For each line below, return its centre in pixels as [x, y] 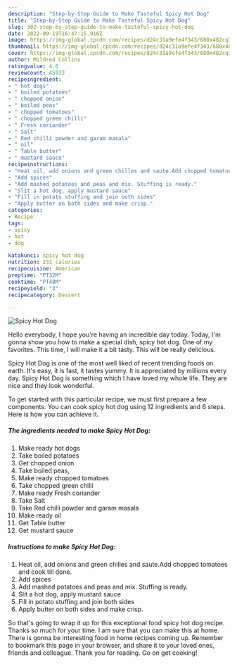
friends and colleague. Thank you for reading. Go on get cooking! [103, 653]
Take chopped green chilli [56, 486]
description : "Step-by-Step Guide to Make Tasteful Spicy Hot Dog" [109, 14]
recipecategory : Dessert [44, 295]
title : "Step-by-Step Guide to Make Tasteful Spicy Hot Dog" [100, 20]
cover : [18, 54]
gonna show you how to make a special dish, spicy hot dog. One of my [110, 342]
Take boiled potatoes [49, 456]
